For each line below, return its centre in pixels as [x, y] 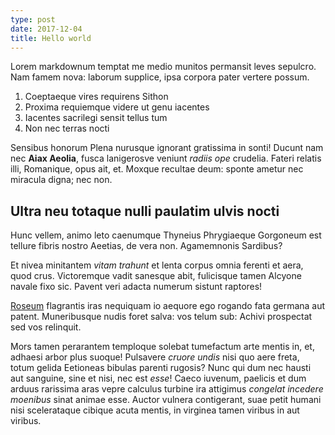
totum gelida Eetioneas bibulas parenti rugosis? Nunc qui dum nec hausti [161, 368]
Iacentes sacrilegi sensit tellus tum [96, 118]
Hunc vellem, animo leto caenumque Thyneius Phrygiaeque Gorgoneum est [166, 235]
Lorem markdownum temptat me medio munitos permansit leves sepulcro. [163, 67]
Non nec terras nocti [67, 128]
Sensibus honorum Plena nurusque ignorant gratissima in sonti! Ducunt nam [167, 148]
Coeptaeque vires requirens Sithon [96, 97]
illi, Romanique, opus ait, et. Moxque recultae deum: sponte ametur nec [157, 169]
